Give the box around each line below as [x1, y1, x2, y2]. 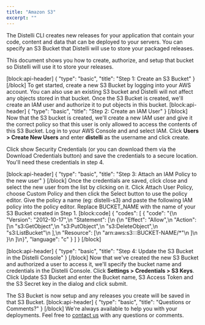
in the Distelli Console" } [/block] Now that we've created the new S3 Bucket [6, 254, 199, 261]
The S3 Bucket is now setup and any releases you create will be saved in [6, 292, 190, 299]
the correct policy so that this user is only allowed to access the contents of [6, 120, 198, 128]
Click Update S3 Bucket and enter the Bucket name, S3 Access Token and [6, 273, 194, 281]
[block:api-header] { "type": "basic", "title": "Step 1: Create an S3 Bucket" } [6, 75, 195, 82]
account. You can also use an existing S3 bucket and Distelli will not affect [6, 88, 193, 95]
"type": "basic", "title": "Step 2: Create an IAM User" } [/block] [31, 107, 188, 115]
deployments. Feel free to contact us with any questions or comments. [6, 311, 184, 319]
